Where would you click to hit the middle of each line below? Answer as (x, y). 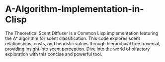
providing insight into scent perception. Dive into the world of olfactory (78, 49)
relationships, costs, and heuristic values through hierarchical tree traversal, (83, 43)
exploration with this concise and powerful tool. (54, 54)
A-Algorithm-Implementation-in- (75, 9)
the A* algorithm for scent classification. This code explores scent (73, 38)
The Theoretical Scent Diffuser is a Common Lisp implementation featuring (82, 33)
